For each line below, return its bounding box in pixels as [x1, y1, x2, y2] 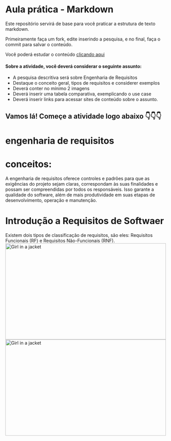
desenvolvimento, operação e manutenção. [5, 197, 98, 203]
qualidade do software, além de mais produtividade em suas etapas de [5, 191, 156, 198]
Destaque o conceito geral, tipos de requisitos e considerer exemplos [12, 80, 160, 86]
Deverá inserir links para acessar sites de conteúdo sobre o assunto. [12, 96, 158, 103]
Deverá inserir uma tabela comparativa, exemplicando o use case [12, 91, 151, 97]
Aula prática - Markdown [5, 4, 114, 15]
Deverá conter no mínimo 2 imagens [12, 86, 90, 92]
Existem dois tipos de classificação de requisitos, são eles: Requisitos [5, 232, 153, 238]
